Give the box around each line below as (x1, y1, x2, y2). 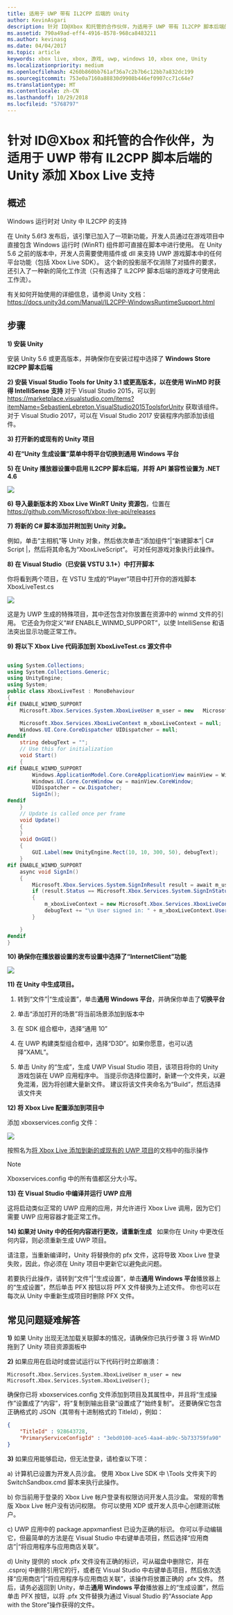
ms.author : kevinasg (7, 36, 67, 43)
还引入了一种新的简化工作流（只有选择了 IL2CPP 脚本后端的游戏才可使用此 (7, 266, 221, 275)
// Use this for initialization (19, 745, 113, 753)
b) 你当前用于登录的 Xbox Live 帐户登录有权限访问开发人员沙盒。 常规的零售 (7, 1493, 225, 1501)
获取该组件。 (185, 403, 223, 411)
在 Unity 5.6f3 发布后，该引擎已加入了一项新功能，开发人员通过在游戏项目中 (7, 232, 225, 240)
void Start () (19, 752, 58, 759)
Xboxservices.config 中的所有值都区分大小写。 (7, 1174, 141, 1183)
